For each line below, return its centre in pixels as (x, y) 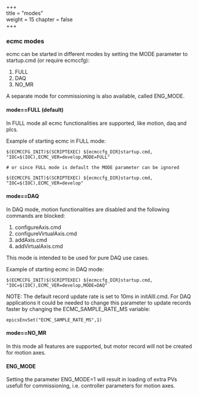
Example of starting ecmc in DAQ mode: (55, 269)
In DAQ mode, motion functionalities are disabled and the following (88, 209)
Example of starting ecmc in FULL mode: (56, 141)
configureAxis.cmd (38, 227)
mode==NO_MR (26, 333)
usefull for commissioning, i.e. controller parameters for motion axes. (91, 386)
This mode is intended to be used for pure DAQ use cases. (78, 258)
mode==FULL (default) (35, 109)
